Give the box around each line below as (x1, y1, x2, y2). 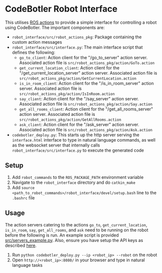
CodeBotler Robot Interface (5, 3, 118, 15)
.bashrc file (12, 195, 35, 201)
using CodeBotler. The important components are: (5, 24, 105, 30)
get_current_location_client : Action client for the (19, 64, 120, 71)
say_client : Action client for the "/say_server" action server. (19, 96, 139, 101)
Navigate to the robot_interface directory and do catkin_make (12, 179, 135, 185)
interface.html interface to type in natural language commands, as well (12, 137, 156, 143)
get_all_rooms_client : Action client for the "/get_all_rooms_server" (19, 106, 153, 112)
